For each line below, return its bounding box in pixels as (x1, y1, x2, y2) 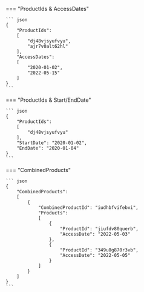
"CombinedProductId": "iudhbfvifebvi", (38, 205, 139, 211)
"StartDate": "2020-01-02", (16, 140, 87, 146)
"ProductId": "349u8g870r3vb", (59, 247, 139, 253)
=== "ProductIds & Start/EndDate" (5, 96, 91, 104)
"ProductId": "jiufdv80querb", (59, 226, 139, 232)
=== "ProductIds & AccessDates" (5, 5, 89, 12)
